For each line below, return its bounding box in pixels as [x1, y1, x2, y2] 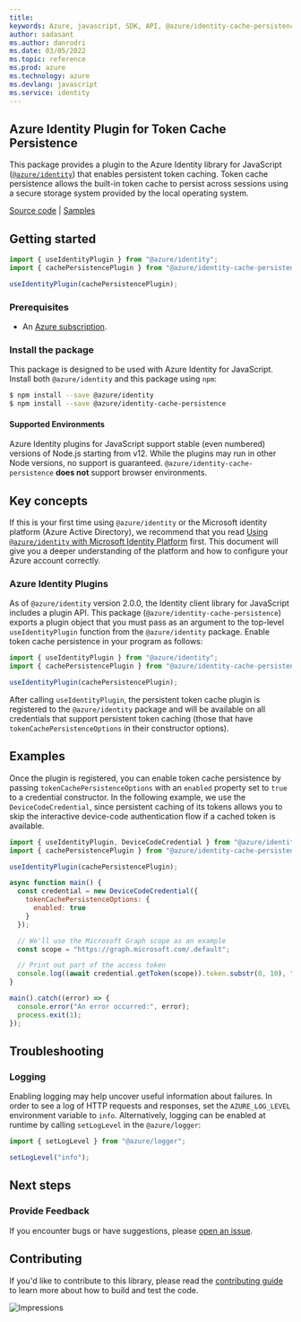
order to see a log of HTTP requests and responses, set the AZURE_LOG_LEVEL [9, 1100, 291, 1111]
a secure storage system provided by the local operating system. [9, 188, 249, 198]
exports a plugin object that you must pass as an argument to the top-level [9, 617, 285, 628]
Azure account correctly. [9, 556, 101, 566]
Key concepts [9, 493, 88, 508]
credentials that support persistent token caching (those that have [9, 714, 254, 724]
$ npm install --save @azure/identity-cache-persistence [9, 399, 227, 408]
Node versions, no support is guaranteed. [9, 458, 163, 468]
